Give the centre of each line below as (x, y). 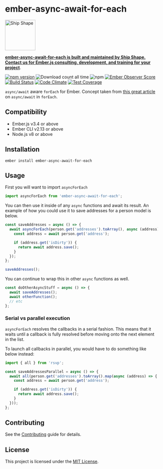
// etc (16, 301)
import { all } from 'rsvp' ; (34, 363)
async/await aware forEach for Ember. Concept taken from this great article (80, 92)
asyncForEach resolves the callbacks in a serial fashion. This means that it (78, 329)
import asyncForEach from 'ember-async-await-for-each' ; (64, 196)
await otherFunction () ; (33, 297)
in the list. (15, 339)
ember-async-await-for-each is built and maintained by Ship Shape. (75, 57)
